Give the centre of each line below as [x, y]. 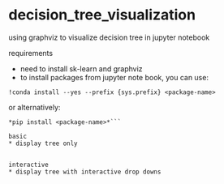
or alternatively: [34, 107]
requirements [31, 53]
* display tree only [43, 143]
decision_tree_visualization [102, 15]
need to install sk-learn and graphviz [82, 68]
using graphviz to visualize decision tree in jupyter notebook [109, 37]
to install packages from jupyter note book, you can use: [114, 77]
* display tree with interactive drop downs [85, 172]
